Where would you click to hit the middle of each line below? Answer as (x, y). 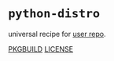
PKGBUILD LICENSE (40, 48)
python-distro (54, 14)
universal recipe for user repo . (57, 34)
